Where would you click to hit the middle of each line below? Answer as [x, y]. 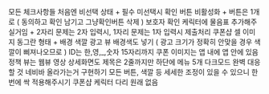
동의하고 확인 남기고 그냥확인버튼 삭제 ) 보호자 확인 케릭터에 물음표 [125, 22]
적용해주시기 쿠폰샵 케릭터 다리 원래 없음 [95, 82]
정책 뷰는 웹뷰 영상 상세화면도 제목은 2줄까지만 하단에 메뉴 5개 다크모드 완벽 [127, 62]
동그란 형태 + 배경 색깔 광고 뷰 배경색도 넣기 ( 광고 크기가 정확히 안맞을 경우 [134, 42]
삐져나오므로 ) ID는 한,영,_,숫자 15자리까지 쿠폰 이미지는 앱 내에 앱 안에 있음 [141, 52]
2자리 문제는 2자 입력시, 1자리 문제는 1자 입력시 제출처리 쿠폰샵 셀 [138, 32]
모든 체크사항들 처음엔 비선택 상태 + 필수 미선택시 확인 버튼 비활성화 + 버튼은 [128, 12]
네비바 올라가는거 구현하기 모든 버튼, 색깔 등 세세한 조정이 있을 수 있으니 [138, 72]
